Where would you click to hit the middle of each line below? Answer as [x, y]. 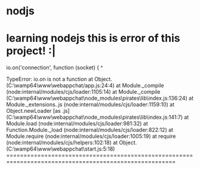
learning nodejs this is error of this [93, 39]
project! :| [31, 51]
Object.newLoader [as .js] [38, 111]
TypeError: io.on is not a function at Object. [59, 79]
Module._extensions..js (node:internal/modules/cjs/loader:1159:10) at [90, 105]
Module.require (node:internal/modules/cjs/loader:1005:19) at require [91, 136]
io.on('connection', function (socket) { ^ [55, 67]
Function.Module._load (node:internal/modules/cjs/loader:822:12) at [90, 130]
